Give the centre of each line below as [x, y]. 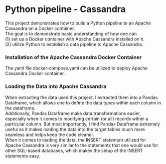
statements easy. [23, 155]
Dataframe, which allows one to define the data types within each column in [83, 102]
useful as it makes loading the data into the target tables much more [75, 129]
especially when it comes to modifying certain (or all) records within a [77, 118]
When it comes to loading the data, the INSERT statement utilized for [76, 140]
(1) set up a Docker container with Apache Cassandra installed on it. [75, 39]
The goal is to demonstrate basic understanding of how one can [71, 33]
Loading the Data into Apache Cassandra [56, 86]
